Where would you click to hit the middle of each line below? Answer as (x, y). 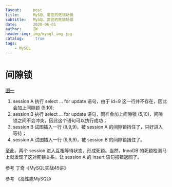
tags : (11, 44)
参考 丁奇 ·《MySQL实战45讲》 (37, 168)
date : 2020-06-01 (31, 24)
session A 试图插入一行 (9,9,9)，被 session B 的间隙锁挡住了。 (79, 139)
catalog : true (25, 39)
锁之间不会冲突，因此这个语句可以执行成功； (60, 120)
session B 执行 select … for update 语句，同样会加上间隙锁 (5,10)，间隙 (88, 114)
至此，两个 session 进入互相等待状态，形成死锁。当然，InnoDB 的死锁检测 (84, 150)
